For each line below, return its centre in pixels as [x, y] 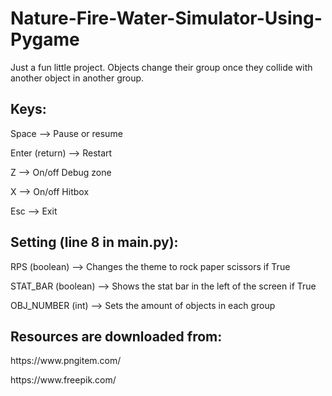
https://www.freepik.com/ [63, 380]
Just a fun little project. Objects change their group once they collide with [161, 67]
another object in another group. [77, 78]
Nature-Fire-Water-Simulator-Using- [166, 18]
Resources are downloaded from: [116, 336]
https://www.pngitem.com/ [66, 361]
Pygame [45, 39]
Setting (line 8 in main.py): [94, 242]
